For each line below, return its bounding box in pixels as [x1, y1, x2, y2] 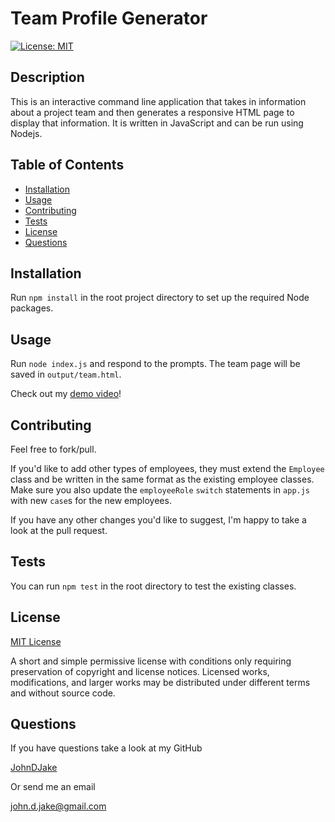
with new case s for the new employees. [10, 495, 172, 506]
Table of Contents [10, 157, 125, 174]
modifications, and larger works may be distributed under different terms [10, 676, 311, 688]
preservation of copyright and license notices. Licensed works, [10, 665, 270, 677]
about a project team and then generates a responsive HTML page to [10, 106, 295, 118]
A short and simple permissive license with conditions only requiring [10, 655, 292, 667]
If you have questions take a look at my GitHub [10, 742, 203, 754]
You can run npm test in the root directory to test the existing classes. [10, 580, 297, 592]
